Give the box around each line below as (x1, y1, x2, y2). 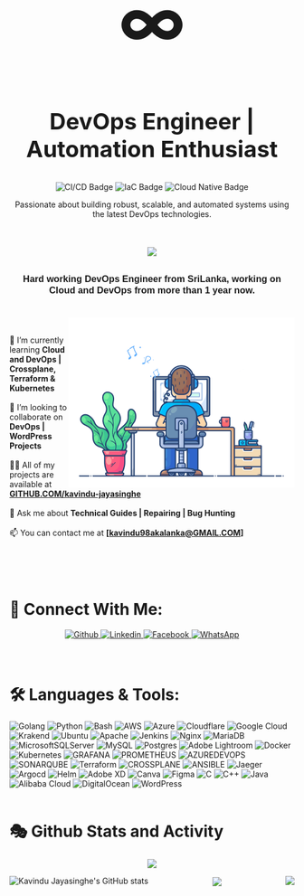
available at (9, 478, 52, 489)
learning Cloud (9, 344, 65, 354)
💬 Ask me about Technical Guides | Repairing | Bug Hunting (9, 507, 236, 518)
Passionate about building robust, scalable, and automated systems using (14, 199, 290, 210)
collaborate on (9, 411, 63, 422)
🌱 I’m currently (9, 335, 64, 345)
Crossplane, (9, 363, 57, 374)
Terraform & (9, 373, 56, 383)
